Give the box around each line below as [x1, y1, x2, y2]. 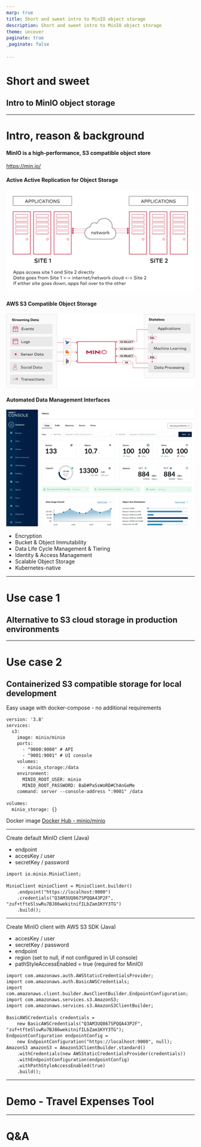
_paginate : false [6, 41, 50, 47]
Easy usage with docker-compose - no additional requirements [6, 704, 162, 711]
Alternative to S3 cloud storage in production [6, 615, 178, 625]
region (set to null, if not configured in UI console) [14, 954, 138, 962]
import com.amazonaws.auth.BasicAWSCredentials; [6, 979, 130, 985]
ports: [17, 741, 33, 747]
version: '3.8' [6, 717, 44, 723]
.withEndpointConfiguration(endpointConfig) [17, 1057, 130, 1063]
